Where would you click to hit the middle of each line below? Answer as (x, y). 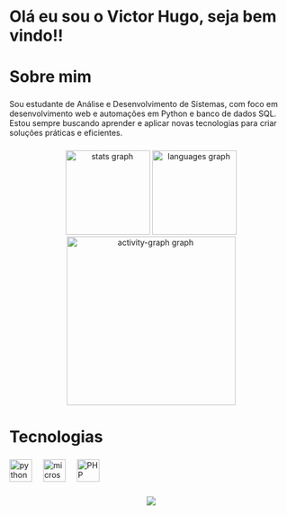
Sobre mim (50, 77)
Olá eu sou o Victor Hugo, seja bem (143, 17)
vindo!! (36, 36)
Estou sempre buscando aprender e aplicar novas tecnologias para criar (143, 123)
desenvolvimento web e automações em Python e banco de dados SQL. (143, 113)
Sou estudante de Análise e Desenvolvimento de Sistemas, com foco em (144, 104)
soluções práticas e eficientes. (66, 133)
